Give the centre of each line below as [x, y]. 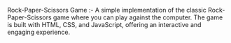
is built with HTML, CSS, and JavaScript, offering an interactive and [104, 25]
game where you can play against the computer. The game [138, 17]
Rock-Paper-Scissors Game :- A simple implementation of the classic [107, 10]
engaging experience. [39, 32]
